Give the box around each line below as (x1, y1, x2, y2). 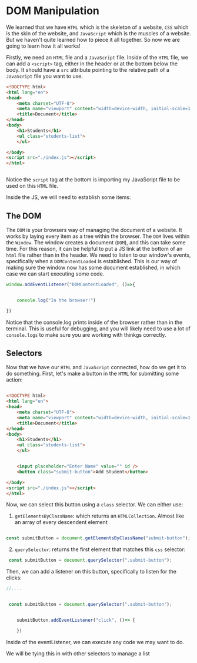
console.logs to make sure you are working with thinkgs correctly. (6, 331, 166, 338)
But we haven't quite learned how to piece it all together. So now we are (6, 36, 181, 43)
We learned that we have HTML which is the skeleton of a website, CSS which (6, 24, 189, 31)
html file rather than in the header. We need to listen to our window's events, (6, 251, 191, 258)
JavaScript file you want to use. (6, 72, 84, 79)
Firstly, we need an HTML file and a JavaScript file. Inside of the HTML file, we (6, 54, 188, 61)
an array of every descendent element (14, 519, 108, 526)
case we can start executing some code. (6, 270, 105, 277)
